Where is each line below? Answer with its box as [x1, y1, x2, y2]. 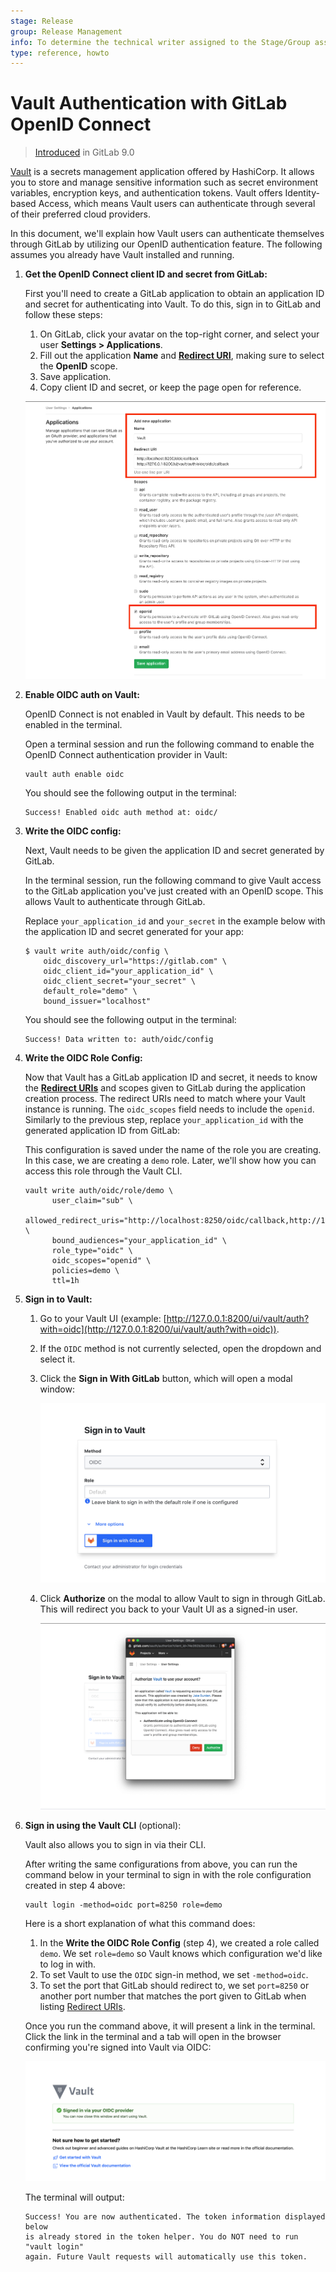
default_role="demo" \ [43, 986, 138, 997]
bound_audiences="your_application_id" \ [51, 1236, 227, 1246]
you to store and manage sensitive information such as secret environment [10, 176, 319, 189]
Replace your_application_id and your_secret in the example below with [24, 915, 326, 927]
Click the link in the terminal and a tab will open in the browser [24, 2030, 282, 2042]
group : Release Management [10, 26, 123, 37]
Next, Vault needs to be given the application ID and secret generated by [24, 845, 325, 857]
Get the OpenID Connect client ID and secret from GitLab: [24, 268, 268, 280]
